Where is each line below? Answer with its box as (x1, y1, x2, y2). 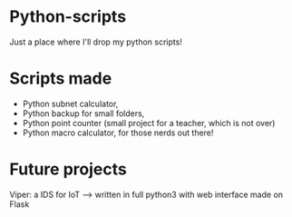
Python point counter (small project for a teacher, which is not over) (22, 117, 276, 128)
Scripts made (9, 68, 112, 89)
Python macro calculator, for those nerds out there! (22, 127, 214, 138)
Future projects (9, 159, 127, 180)
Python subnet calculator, (22, 98, 119, 109)
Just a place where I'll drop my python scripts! (9, 36, 183, 47)
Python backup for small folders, (22, 107, 145, 119)
